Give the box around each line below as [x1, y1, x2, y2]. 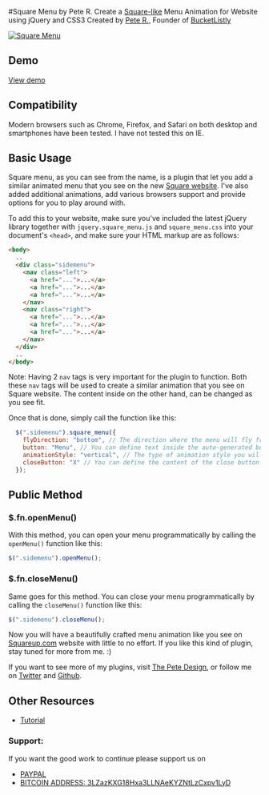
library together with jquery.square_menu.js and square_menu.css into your [8, 222, 254, 231]
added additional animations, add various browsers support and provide [8, 190, 246, 199]
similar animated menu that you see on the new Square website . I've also [8, 181, 249, 191]
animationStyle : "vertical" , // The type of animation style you [22, 452, 246, 460]
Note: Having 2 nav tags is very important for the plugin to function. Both [8, 372, 247, 382]
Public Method [8, 488, 82, 502]
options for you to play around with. [8, 198, 126, 207]
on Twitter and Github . [8, 671, 82, 681]
